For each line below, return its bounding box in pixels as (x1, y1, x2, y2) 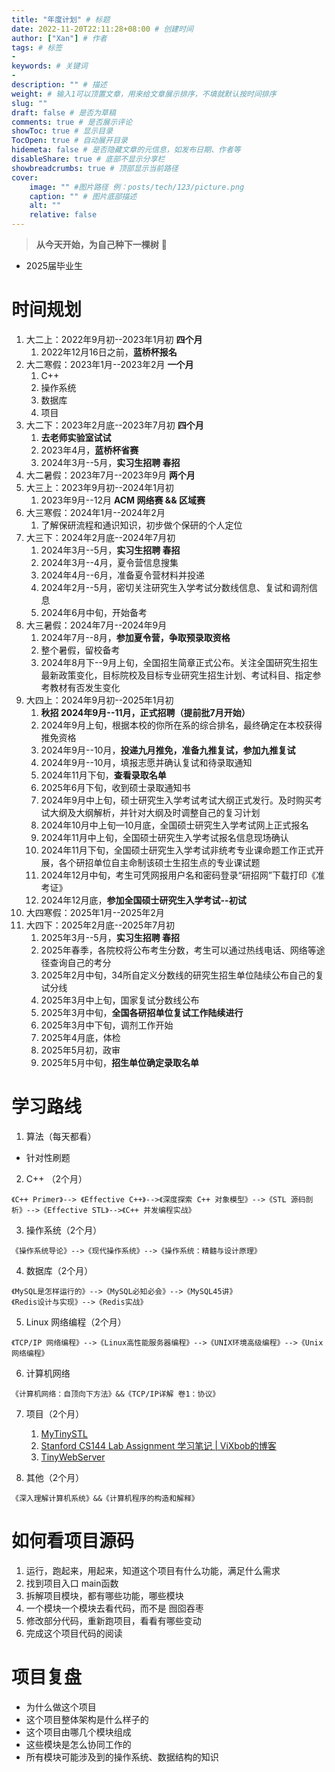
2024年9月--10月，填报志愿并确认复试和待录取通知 (40, 756, 253, 768)
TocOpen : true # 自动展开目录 (11, 136, 128, 146)
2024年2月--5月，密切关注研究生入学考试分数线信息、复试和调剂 (40, 581, 310, 593)
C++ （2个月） (25, 1172, 88, 1185)
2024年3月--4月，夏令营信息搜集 (40, 556, 179, 568)
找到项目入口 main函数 (25, 1577, 119, 1589)
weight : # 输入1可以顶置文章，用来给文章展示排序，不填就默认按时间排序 (11, 89, 277, 99)
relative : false (29, 210, 98, 220)
